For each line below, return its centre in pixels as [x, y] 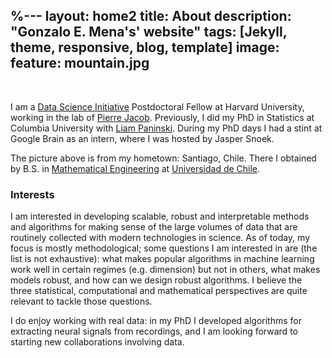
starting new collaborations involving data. [97, 342]
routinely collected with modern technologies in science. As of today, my [160, 238]
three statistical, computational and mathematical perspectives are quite [159, 291]
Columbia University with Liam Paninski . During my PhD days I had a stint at [166, 128]
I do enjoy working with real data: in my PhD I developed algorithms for [156, 321]
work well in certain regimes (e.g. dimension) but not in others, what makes [165, 270]
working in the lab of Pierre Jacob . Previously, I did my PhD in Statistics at [162, 117]
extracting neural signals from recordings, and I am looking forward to [154, 331]
